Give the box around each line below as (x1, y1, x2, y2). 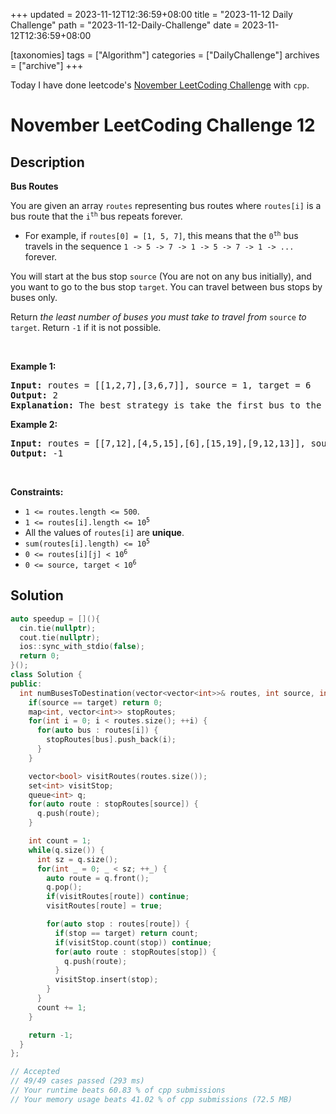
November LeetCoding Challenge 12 (10, 114, 316, 137)
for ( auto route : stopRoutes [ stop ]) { (54, 947, 217, 957)
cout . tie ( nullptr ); (19, 632, 101, 643)
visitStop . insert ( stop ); (54, 975, 159, 985)
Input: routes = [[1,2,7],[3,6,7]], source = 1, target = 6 (10, 380, 312, 391)
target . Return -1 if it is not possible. (10, 322, 162, 333)
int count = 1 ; (28, 836, 92, 846)
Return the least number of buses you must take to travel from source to (10, 311, 307, 323)
